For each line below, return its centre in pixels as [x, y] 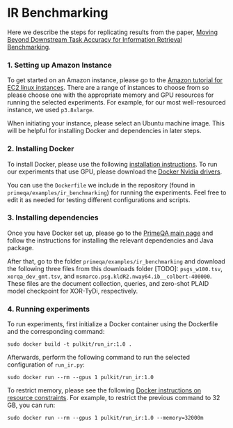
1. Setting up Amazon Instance [60, 65]
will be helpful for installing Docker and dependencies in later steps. [104, 131]
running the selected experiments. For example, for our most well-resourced [116, 102]
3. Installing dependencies [53, 217]
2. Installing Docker [41, 149]
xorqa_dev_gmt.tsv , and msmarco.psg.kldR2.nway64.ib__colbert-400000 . [110, 276]
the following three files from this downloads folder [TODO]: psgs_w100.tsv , [115, 268]
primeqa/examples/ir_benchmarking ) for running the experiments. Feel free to [117, 192]
